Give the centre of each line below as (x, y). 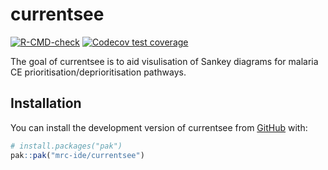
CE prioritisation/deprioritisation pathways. (98, 72)
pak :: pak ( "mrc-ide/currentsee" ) (77, 155)
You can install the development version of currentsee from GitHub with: (159, 127)
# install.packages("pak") (66, 146)
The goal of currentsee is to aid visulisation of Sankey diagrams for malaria (164, 61)
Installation (46, 103)
